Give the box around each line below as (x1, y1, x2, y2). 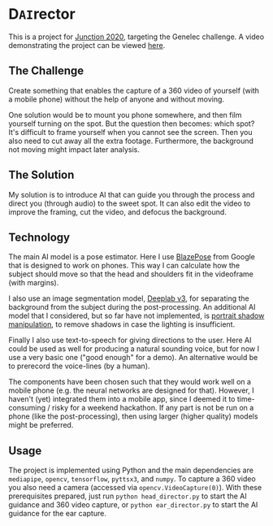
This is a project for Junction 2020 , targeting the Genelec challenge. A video (8, 32, 265, 41)
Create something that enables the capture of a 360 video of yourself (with (8, 85, 260, 95)
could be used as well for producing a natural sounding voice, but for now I (8, 344, 260, 354)
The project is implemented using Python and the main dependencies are (8, 465, 254, 476)
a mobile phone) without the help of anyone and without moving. (8, 94, 225, 104)
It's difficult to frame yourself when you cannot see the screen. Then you (8, 127, 253, 137)
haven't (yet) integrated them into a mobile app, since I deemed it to (8, 394, 236, 404)
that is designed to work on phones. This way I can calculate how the (8, 261, 240, 271)
